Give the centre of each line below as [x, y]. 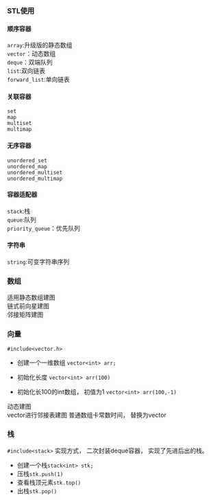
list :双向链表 [26, 71]
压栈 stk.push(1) [40, 474]
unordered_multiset [35, 172]
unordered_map [27, 166]
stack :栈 [19, 211]
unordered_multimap [35, 179]
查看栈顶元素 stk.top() [49, 482]
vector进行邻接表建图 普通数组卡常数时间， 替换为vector [87, 415]
